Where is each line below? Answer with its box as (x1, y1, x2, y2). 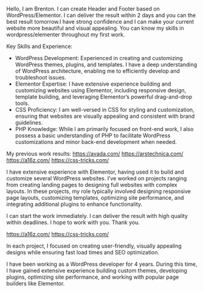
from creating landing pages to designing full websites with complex (6, 182, 177, 188)
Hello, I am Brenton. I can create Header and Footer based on (6, 5, 160, 12)
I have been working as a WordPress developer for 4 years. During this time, (6, 260, 198, 268)
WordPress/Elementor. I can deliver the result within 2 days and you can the (6, 12, 196, 19)
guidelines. (15, 119, 43, 126)
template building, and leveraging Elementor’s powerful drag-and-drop (15, 93, 193, 100)
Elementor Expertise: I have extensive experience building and (15, 80, 171, 87)
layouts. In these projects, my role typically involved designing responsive (6, 188, 191, 195)
